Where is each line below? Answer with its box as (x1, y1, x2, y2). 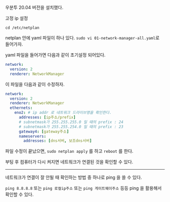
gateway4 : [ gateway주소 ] (18, 129, 69, 134)
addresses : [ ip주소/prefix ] (18, 115, 76, 120)
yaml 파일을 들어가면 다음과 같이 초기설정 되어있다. (5, 52, 106, 58)
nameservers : (18, 134, 47, 139)
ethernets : (10, 105, 33, 110)
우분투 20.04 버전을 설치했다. (5, 5, 64, 10)
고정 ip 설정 (5, 15, 28, 21)
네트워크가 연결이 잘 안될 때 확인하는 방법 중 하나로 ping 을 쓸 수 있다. (5, 174, 142, 181)
